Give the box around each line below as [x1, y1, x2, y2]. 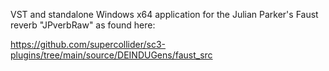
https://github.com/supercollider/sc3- [10, 39, 167, 50]
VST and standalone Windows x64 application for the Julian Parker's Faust [10, 9, 319, 20]
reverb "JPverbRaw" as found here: [10, 19, 156, 31]
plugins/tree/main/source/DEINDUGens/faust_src [10, 49, 213, 61]
